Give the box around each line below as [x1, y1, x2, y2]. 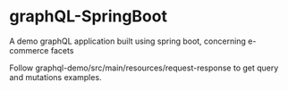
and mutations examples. [9, 71, 102, 82]
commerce [9, 45, 49, 55]
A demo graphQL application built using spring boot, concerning [9, 36, 246, 46]
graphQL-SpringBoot [9, 6, 168, 27]
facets [50, 45, 74, 55]
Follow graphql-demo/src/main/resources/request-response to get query [9, 62, 279, 73]
